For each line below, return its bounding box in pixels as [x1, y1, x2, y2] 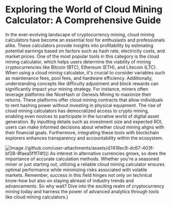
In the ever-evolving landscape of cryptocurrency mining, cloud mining [5, 31, 155, 37]
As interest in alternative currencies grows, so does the [50, 150, 166, 156]
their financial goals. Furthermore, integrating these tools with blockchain [5, 129, 159, 135]
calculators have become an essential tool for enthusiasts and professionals [5, 37, 165, 43]
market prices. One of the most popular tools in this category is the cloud [5, 53, 159, 59]
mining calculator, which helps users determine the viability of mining [5, 58, 151, 65]
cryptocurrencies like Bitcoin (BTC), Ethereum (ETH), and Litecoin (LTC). [5, 64, 157, 70]
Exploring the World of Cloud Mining [5, 4, 163, 15]
